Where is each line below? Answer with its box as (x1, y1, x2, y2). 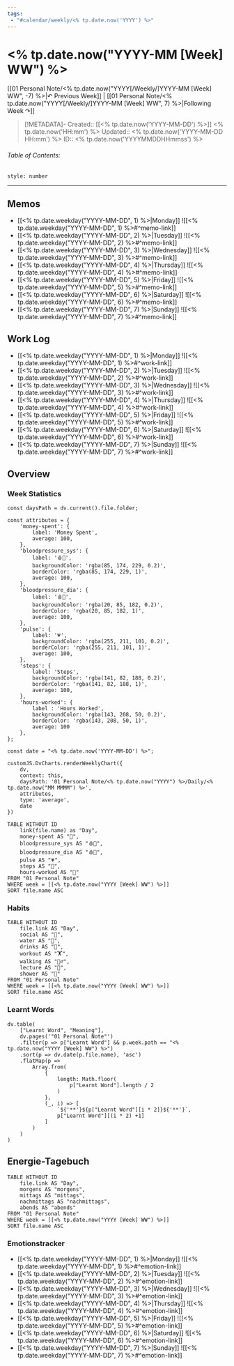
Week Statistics (7, 489, 62, 498)
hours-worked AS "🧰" (19, 868, 79, 875)
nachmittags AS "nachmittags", (19, 1198, 111, 1206)
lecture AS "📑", (19, 965, 68, 972)
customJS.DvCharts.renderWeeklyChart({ (7, 760, 123, 767)
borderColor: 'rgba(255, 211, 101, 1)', (32, 644, 151, 651)
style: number (7, 172, 49, 180)
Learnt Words (7, 1005, 54, 1015)
